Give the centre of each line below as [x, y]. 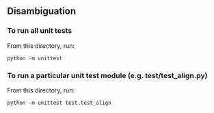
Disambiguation [42, 11]
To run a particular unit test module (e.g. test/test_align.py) [107, 75]
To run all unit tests [40, 31]
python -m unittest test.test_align [59, 103]
